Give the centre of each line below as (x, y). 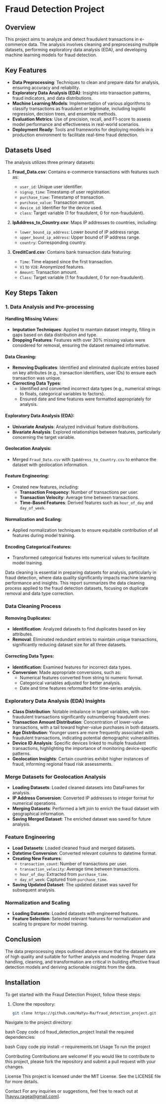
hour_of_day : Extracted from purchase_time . (64, 874)
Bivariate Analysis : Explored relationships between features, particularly (86, 432)
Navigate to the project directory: (39, 1023)
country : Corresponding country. (53, 242)
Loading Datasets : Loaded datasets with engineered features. (76, 913)
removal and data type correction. (40, 593)
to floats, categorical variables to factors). (62, 394)
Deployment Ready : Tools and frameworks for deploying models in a (83, 129)
